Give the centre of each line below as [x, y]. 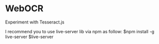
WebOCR [24, 9]
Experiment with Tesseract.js [35, 22]
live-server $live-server [29, 37]
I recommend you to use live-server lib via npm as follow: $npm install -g [80, 31]
